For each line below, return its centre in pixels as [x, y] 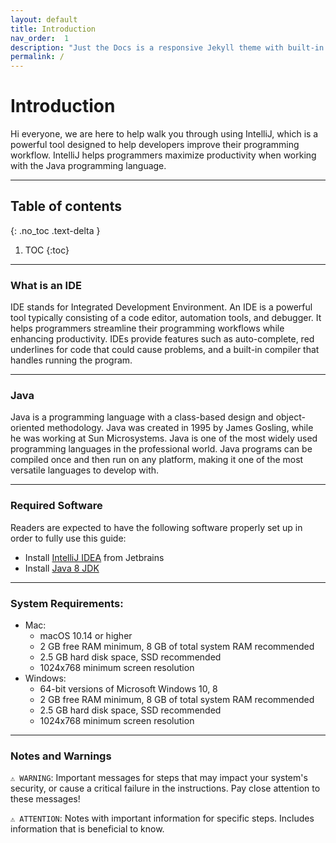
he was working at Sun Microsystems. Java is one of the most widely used [164, 438]
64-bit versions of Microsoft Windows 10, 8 [128, 689]
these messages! [45, 799]
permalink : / [37, 57]
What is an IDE [46, 285]
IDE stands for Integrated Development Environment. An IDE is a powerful [161, 307]
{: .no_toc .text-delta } [55, 230]
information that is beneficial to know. [87, 829]
